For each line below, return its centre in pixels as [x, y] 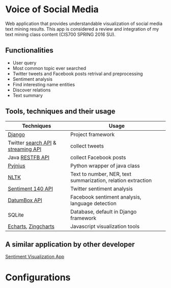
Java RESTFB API [29, 157]
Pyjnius [17, 165]
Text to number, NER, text [101, 174]
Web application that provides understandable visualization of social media [84, 23]
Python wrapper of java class [105, 165]
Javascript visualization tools [105, 226]
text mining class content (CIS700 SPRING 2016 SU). [61, 34]
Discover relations [32, 90]
